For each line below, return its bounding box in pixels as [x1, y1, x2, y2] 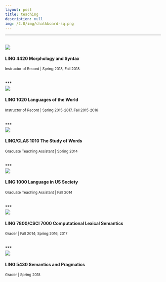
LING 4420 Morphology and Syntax [5, 55, 80, 61]
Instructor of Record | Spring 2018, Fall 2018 [5, 66, 80, 72]
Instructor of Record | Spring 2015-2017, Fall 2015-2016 [5, 107, 99, 113]
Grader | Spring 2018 [5, 273, 41, 278]
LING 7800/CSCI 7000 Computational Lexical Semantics [5, 220, 124, 226]
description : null [5, 16, 43, 21]
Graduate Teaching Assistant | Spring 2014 [5, 149, 78, 154]
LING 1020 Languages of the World [5, 97, 79, 103]
